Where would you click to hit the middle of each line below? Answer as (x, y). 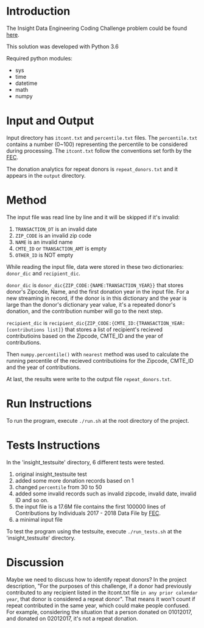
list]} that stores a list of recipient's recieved (105, 329)
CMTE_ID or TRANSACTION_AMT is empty (61, 248)
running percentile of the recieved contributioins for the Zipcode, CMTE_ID (100, 360)
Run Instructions (49, 404)
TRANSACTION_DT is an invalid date (56, 229)
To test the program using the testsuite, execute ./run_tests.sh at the (94, 531)
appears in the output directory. (46, 175)
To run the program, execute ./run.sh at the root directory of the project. (98, 420)
